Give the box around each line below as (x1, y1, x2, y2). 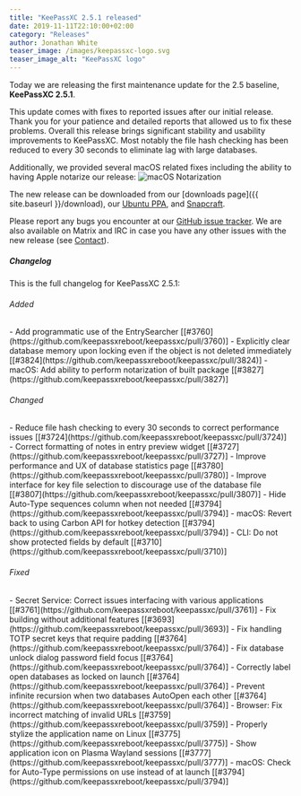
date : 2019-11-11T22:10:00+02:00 (9, 22, 134, 31)
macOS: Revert (236, 508, 292, 519)
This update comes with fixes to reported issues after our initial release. (9, 107, 274, 117)
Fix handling (236, 623, 282, 634)
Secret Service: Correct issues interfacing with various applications (14, 594, 264, 606)
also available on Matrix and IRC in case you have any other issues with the (9, 225, 287, 236)
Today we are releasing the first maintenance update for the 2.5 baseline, (9, 80, 279, 90)
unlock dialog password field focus (9, 652, 139, 662)
